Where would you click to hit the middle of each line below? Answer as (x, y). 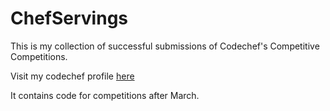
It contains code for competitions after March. (105, 95)
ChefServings (69, 18)
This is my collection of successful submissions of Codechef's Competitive (165, 46)
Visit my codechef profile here (72, 76)
